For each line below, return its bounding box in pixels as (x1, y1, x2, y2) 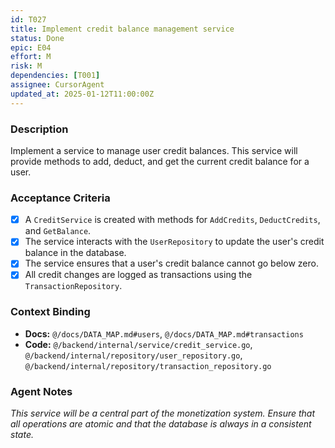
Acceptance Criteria (10, 191, 111, 205)
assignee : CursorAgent (10, 80, 105, 90)
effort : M (10, 52, 52, 62)
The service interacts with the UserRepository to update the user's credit (24, 236, 325, 248)
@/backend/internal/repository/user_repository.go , (24, 349, 243, 361)
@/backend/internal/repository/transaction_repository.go (24, 361, 272, 371)
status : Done (10, 33, 65, 43)
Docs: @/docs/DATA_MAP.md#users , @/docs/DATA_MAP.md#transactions (24, 327, 304, 340)
